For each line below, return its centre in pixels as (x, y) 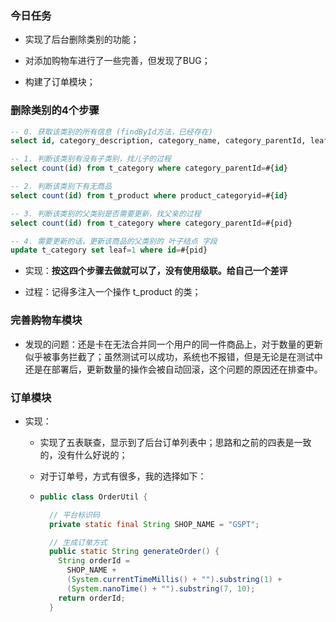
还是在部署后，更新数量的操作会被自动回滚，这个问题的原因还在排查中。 (173, 369)
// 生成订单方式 (78, 542)
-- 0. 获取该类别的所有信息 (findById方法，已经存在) (111, 132)
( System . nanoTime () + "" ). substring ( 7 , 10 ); (161, 588)
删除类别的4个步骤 (55, 110)
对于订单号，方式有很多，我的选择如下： (123, 476)
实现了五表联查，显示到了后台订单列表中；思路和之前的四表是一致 (175, 442)
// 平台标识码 (74, 515)
